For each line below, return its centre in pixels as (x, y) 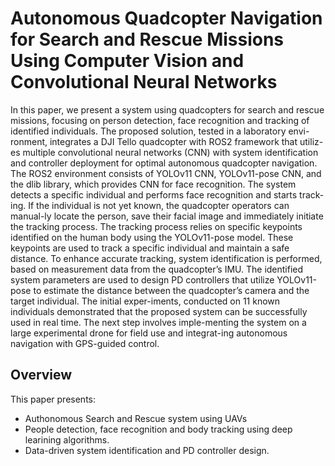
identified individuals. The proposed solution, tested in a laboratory (148, 131)
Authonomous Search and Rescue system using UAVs (136, 418)
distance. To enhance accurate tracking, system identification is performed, (166, 258)
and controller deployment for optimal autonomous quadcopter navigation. (164, 163)
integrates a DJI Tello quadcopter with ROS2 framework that (173, 141)
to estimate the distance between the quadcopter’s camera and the (171, 290)
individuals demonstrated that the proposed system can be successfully (159, 311)
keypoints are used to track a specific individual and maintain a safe (150, 248)
